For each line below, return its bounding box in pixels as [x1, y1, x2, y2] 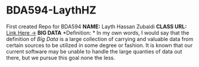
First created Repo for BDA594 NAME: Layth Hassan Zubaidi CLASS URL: [6, 23, 187, 30]
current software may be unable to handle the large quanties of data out [6, 48, 182, 55]
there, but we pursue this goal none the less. [6, 54, 115, 61]
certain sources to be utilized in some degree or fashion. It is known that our [6, 42, 193, 49]
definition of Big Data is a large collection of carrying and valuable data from [6, 35, 194, 42]
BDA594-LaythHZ [6, 4, 97, 17]
